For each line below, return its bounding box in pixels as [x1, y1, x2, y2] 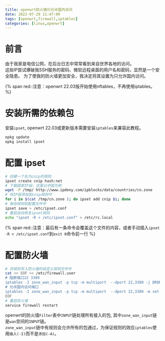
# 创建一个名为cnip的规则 [5, 174, 52, 179]
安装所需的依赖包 [5, 108, 75, 119]
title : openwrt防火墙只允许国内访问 [5, 7, 73, 12]
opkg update [5, 135, 29, 140]
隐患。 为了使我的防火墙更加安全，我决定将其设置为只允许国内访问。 [9, 73, 148, 79]
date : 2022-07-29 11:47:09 [5, 12, 60, 17]
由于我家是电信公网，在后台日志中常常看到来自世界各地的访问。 [5, 61, 134, 67]
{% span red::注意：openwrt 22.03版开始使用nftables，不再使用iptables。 [5, 84, 155, 89]
